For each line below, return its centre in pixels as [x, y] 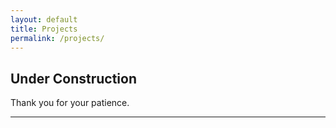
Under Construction [73, 78]
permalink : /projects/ [57, 38]
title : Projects [44, 29]
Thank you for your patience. [70, 103]
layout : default [44, 19]
